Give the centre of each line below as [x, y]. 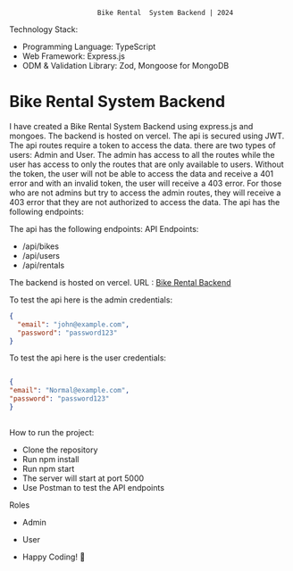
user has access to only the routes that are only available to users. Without [146, 164]
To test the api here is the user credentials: [88, 358]
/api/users [41, 255]
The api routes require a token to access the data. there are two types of [142, 145]
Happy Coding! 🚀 [54, 557]
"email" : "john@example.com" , [73, 324]
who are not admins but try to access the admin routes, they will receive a [145, 193]
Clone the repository [60, 450]
